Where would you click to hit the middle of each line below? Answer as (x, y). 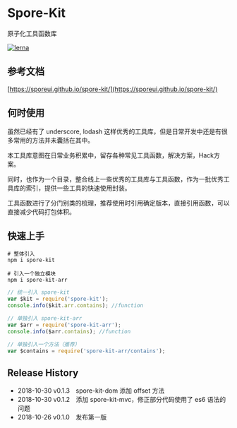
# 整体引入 (21, 254)
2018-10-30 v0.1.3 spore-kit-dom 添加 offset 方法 (91, 391)
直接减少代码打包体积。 (41, 212)
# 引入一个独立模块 (32, 274)
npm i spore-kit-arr (38, 280)
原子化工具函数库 (32, 33)
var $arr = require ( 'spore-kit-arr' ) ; (64, 325)
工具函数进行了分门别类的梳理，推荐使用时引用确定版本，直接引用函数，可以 (119, 203)
